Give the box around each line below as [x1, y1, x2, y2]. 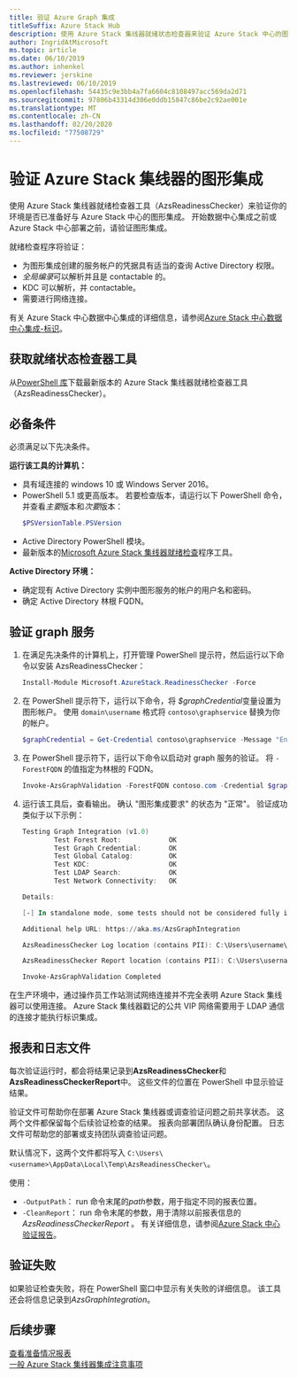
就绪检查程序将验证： [9, 241, 87, 252]
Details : [21, 892, 55, 901]
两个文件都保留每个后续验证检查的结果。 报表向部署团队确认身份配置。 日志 [9, 1117, 285, 1128]
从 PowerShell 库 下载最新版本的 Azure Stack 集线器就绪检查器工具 [9, 377, 248, 387]
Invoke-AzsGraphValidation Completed [21, 972, 162, 982]
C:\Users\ [126, 1148, 164, 1157]
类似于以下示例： [21, 809, 85, 820]
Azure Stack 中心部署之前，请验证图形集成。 [9, 222, 172, 233]
